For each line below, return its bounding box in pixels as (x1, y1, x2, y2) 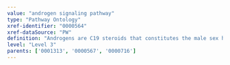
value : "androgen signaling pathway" (7, 9, 115, 17)
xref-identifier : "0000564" (7, 22, 88, 29)
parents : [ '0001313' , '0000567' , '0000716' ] (7, 48, 136, 55)
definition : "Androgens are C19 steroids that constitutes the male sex (7, 35, 219, 42)
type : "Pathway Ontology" (7, 16, 81, 23)
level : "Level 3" (7, 41, 57, 48)
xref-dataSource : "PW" (7, 28, 72, 36)
